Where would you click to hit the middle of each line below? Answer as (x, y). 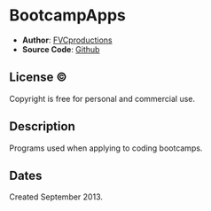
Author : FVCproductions (67, 40)
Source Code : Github (61, 49)
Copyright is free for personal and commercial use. (102, 98)
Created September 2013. (56, 197)
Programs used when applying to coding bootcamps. (106, 148)
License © (38, 78)
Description (42, 126)
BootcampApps (67, 16)
